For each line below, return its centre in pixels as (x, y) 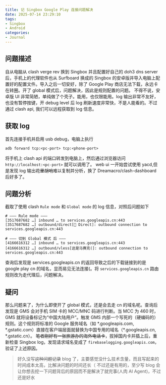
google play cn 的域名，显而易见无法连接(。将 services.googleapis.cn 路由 (82, 269)
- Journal (15, 38)
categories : (17, 33)
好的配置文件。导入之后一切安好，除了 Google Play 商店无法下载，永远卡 (84, 84)
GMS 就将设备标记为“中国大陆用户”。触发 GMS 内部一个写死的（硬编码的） (82, 318)
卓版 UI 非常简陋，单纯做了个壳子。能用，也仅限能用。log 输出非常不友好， (82, 96)
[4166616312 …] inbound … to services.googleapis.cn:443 (65, 243)
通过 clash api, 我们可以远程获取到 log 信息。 (51, 109)
